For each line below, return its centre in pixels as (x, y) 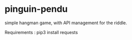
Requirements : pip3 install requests (41, 32)
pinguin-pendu (36, 9)
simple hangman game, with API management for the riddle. (66, 23)
